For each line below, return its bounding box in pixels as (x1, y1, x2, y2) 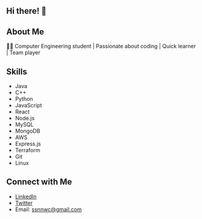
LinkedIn (15, 192, 37, 200)
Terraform (15, 147, 41, 154)
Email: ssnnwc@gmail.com (15, 206, 82, 213)
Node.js (15, 115, 35, 122)
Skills (6, 66, 27, 77)
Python (15, 95, 33, 103)
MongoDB (15, 127, 41, 135)
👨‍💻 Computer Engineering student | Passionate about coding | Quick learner (6, 43, 197, 50)
